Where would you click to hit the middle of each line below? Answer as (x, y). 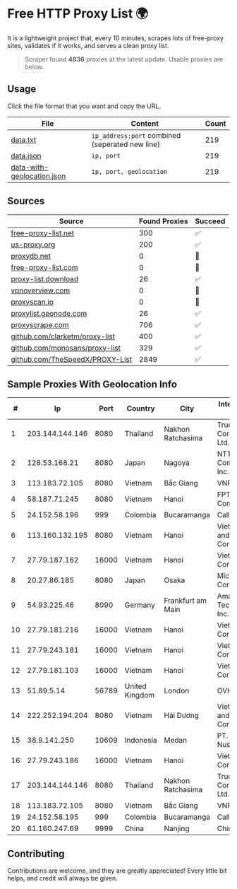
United (135, 686)
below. (34, 66)
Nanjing (177, 829)
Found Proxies (163, 221)
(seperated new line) (126, 144)
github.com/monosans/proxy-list (66, 348)
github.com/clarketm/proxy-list (63, 336)
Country (141, 408)
